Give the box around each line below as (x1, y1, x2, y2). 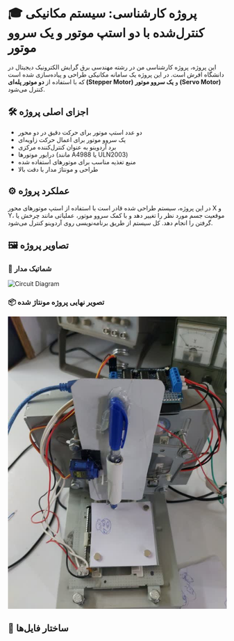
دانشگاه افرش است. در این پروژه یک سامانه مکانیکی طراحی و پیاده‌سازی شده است (8, 70, 224, 79)
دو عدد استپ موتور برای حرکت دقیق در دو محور (17, 128, 142, 136)
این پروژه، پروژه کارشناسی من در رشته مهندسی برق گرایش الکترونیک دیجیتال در (8, 63, 217, 71)
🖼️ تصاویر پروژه (8, 239, 69, 251)
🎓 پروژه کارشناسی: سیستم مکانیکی (8, 6, 197, 22)
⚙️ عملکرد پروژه (8, 185, 70, 197)
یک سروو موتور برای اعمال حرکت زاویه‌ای (17, 135, 126, 143)
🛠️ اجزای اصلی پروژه (8, 106, 89, 118)
